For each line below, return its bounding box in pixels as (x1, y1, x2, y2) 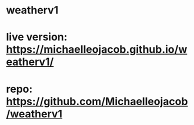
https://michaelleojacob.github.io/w (6, 43, 188, 56)
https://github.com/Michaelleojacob (6, 94, 188, 108)
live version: (6, 31, 68, 44)
